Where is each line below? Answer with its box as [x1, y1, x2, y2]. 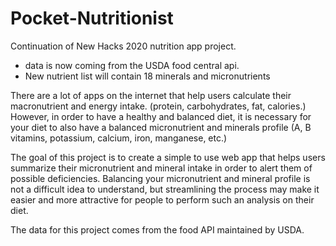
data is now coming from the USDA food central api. [24, 59, 240, 71]
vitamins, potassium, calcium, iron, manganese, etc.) [10, 132, 228, 144]
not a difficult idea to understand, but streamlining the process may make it [10, 183, 320, 195]
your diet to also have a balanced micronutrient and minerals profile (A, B [10, 121, 312, 133]
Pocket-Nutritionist [10, 7, 174, 30]
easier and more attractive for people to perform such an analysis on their [10, 193, 315, 206]
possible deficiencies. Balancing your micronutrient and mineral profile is [10, 172, 311, 184]
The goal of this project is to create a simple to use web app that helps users [10, 151, 326, 163]
